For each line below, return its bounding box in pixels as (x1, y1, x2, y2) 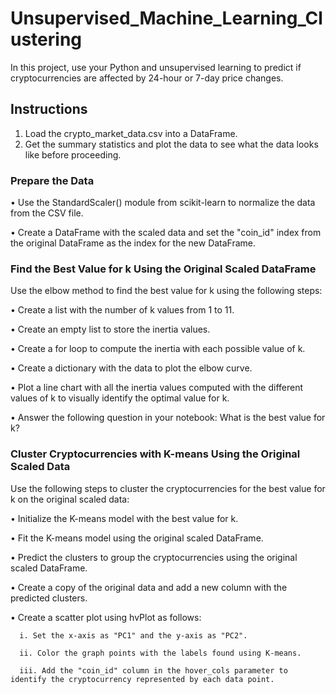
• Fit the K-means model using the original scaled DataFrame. (10, 532, 264, 544)
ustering (10, 28, 83, 51)
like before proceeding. (24, 148, 122, 161)
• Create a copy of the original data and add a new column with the (10, 581, 288, 593)
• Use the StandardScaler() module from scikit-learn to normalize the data (10, 197, 316, 209)
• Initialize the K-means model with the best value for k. (10, 512, 239, 524)
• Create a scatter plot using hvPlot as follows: (10, 611, 202, 623)
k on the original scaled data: (10, 493, 130, 505)
